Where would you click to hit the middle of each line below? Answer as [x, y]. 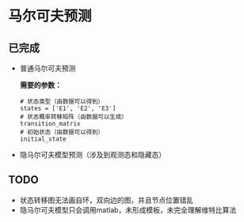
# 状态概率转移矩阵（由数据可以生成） [74, 117]
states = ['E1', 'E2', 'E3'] [68, 108]
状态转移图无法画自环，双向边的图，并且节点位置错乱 [107, 200]
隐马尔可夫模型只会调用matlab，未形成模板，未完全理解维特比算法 [128, 209]
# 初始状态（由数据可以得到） [62, 132]
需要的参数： [40, 85]
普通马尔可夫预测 [48, 68]
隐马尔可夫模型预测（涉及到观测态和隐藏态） [93, 154]
